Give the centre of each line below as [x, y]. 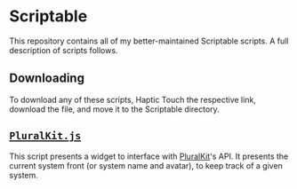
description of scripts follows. [64, 50]
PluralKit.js [45, 136]
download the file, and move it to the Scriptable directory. [114, 109]
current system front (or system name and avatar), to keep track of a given [146, 165]
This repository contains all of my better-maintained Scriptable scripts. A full [149, 41]
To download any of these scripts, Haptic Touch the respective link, [132, 99]
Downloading [47, 79]
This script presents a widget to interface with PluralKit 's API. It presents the [149, 156]
